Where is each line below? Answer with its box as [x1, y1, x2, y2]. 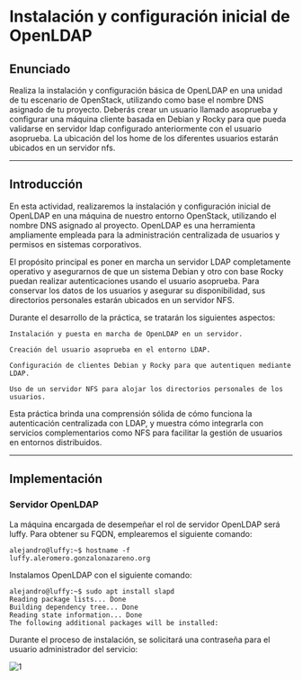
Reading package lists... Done [9, 595, 127, 604]
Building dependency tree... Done [9, 603, 139, 612]
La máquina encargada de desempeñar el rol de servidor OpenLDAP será [9, 519, 280, 530]
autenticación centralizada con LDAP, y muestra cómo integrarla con [9, 417, 263, 428]
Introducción [9, 177, 84, 192]
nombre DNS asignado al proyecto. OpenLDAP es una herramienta [9, 219, 256, 230]
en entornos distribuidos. [9, 436, 102, 447]
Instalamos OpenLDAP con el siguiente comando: [9, 569, 192, 580]
